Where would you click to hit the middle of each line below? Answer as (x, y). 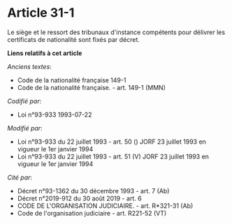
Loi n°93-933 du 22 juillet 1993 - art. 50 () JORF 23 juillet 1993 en (111, 142)
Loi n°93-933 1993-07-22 (55, 114)
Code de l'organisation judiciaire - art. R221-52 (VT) (92, 213)
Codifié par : (24, 101)
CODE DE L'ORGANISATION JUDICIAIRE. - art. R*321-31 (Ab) (105, 206)
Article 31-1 (41, 13)
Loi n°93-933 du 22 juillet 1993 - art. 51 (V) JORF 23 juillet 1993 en (113, 156)
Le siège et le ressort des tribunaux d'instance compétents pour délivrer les (116, 32)
